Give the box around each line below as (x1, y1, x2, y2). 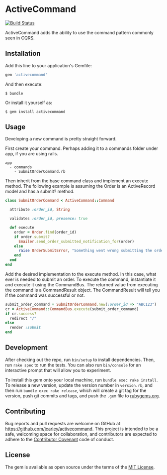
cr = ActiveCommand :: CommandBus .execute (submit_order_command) (5, 306, 139, 312)
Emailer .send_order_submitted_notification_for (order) (18, 239, 135, 244)
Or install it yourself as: (5, 100, 52, 106)
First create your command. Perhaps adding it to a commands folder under (5, 145, 158, 151)
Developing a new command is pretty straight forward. (5, 136, 117, 142)
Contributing (5, 407, 46, 416)
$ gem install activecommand (5, 109, 66, 114)
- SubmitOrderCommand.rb (14, 169, 66, 174)
